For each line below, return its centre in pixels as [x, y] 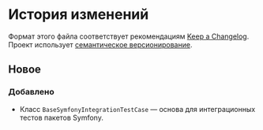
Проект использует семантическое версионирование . [100, 44]
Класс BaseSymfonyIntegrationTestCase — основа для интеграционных [137, 109]
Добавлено [31, 92]
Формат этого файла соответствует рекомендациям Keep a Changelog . [129, 36]
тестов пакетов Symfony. [62, 117]
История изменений [79, 15]
